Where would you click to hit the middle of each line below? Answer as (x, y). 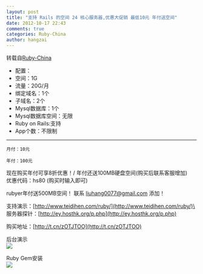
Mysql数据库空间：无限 (44, 116)
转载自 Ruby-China (29, 58)
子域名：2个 (30, 101)
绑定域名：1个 (32, 93)
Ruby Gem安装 (25, 258)
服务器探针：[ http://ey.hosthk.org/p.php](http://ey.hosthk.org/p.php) (92, 214)
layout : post (23, 12)
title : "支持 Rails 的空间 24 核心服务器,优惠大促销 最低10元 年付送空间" (92, 18)
